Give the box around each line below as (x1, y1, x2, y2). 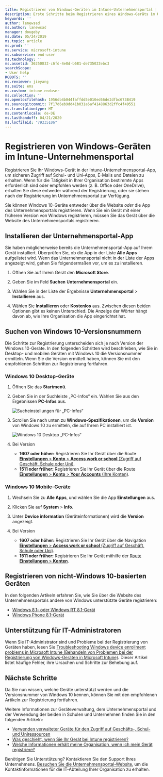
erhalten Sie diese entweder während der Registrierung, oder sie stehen (5, 188, 149, 194)
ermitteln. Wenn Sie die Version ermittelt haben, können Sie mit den (5, 356, 140, 362)
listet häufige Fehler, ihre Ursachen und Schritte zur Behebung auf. (5, 660, 138, 665)
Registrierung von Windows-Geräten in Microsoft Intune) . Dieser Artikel (5, 655, 148, 661)
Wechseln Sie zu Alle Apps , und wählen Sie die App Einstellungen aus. (12, 495, 155, 500)
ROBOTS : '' (5, 75, 27, 80)
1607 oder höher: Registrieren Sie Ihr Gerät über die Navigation (19, 537, 147, 543)
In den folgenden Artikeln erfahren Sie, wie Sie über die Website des (5, 593, 142, 598)
